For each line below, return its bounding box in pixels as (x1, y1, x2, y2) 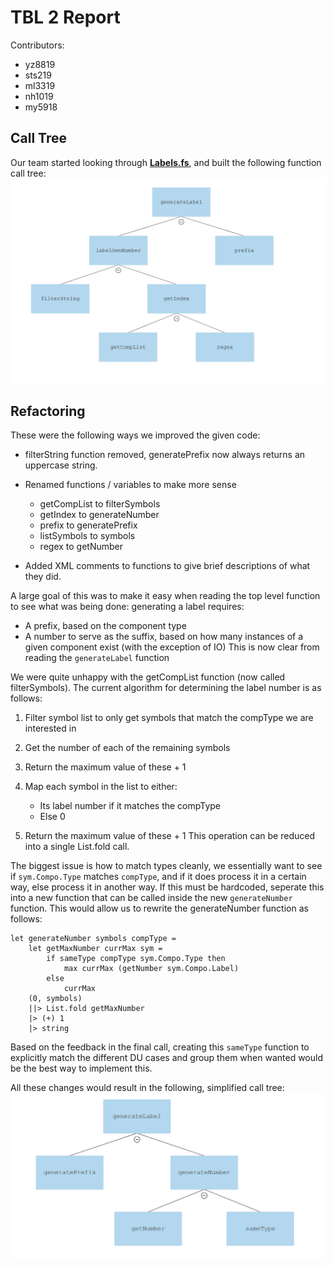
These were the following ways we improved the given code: (10, 429, 261, 441)
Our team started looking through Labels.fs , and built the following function (10, 156, 322, 168)
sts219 (24, 69, 52, 81)
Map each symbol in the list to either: (24, 781, 178, 793)
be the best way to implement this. (10, 1062, 153, 1075)
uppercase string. (24, 459, 98, 471)
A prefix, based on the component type (24, 620, 187, 632)
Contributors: (10, 39, 65, 51)
